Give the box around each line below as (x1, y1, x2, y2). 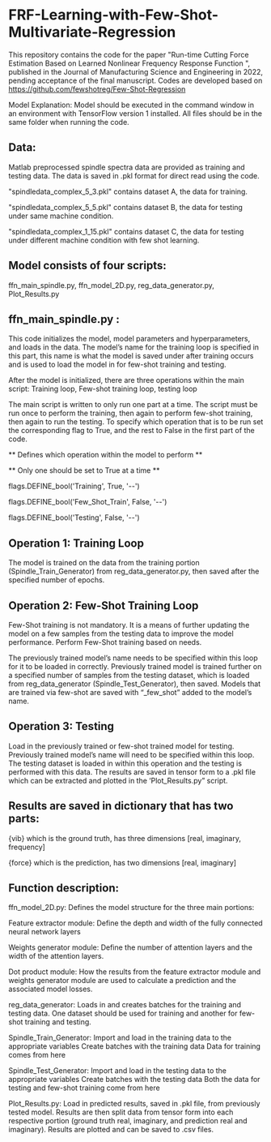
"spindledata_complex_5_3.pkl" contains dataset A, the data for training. (8, 187, 248, 196)
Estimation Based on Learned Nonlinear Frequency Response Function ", (8, 58, 251, 68)
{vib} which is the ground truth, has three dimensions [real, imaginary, (8, 833, 241, 843)
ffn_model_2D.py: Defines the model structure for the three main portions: (8, 903, 255, 912)
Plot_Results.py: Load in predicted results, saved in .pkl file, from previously (8, 1099, 260, 1109)
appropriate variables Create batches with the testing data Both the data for (8, 1075, 260, 1084)
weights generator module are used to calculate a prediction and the (8, 976, 237, 985)
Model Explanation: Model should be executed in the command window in (8, 100, 255, 109)
